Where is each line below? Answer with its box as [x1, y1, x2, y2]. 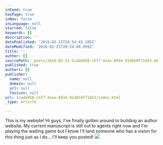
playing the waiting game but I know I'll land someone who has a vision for [5, 128, 157, 134]
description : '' [5, 35, 39, 40]
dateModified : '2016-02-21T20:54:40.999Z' [5, 44, 94, 49]
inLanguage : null [5, 21, 41, 26]
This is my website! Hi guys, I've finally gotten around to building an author [5, 118, 158, 124]
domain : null [9, 81, 37, 86]
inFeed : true [5, 7, 32, 12]
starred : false [5, 26, 37, 31]
